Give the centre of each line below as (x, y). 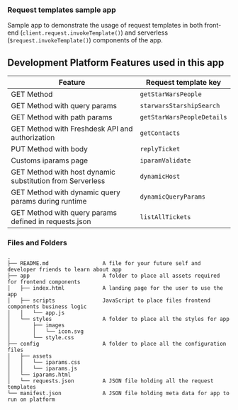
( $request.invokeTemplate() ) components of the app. (85, 40)
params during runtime (49, 201)
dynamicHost (160, 177)
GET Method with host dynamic (63, 172)
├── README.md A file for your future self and (104, 264)
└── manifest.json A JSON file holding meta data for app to (119, 394)
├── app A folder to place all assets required (114, 276)
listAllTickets (165, 217)
